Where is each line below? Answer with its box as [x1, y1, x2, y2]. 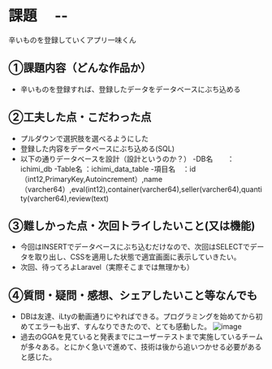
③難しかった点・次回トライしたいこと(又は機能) [8, 219, 256, 232]
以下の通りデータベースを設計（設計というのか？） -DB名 [19, 154, 214, 163]
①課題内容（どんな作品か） [8, 61, 152, 75]
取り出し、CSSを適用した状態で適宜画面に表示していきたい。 [34, 252, 241, 262]
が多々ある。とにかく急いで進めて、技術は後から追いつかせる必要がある [19, 342, 262, 352]
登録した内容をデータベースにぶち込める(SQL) [19, 143, 175, 154]
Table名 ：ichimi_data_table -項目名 [56, 163, 176, 174]
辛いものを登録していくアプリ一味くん [8, 35, 136, 45]
